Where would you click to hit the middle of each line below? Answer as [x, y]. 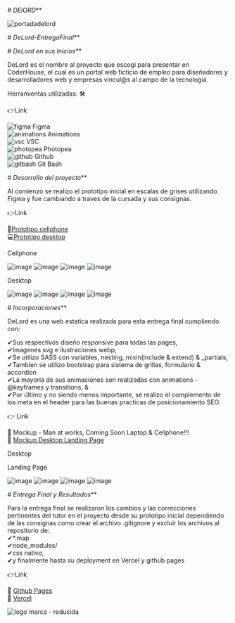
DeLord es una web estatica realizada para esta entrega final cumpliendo [113, 321]
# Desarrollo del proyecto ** [47, 178]
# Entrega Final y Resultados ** [52, 494]
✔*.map [18, 538]
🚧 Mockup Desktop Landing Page [56, 440]
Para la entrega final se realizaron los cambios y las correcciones [102, 508]
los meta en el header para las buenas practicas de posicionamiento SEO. [114, 402]
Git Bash [50, 164]
